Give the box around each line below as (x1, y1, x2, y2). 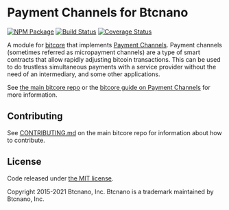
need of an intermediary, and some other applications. (7, 70, 160, 78)
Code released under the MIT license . (7, 174, 114, 183)
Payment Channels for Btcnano (7, 5, 189, 21)
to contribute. (7, 136, 46, 144)
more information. (7, 91, 58, 99)
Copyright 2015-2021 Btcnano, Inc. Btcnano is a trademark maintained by (7, 187, 214, 196)
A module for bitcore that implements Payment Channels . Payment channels (7, 40, 223, 49)
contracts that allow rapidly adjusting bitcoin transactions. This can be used (7, 55, 221, 63)
